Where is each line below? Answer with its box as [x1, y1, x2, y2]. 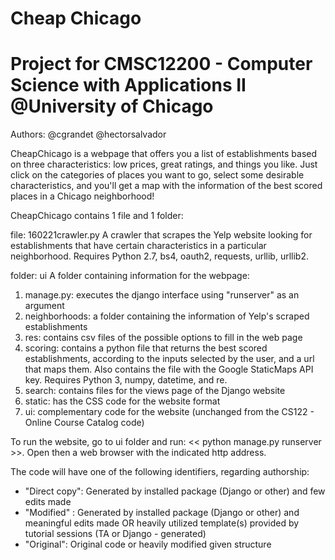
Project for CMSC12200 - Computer [10, 53, 313, 76]
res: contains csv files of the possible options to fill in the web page [24, 332, 303, 344]
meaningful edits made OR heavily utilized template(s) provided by [24, 517, 300, 529]
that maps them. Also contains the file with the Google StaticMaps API [24, 363, 314, 376]
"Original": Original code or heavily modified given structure [24, 538, 272, 551]
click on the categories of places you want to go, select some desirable [10, 169, 305, 181]
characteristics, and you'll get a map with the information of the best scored [10, 180, 323, 192]
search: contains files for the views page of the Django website [24, 385, 286, 397]
